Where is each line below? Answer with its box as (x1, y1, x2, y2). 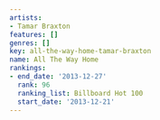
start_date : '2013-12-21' (17, 97, 116, 106)
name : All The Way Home (9, 55, 99, 64)
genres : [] (9, 38, 51, 48)
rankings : (9, 64, 47, 73)
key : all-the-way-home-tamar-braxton (9, 47, 152, 56)
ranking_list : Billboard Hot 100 (17, 88, 144, 97)
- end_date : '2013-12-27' (9, 72, 107, 81)
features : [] (9, 30, 59, 39)
